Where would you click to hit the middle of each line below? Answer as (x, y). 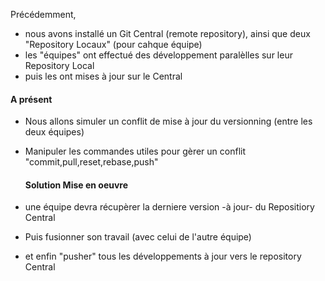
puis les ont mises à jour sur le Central (103, 76)
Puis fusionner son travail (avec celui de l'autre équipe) (138, 237)
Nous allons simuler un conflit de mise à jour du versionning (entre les (168, 121)
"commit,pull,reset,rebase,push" (91, 162)
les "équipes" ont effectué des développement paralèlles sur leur (158, 55)
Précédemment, (43, 14)
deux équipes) (54, 132)
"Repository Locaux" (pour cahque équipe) (113, 44)
